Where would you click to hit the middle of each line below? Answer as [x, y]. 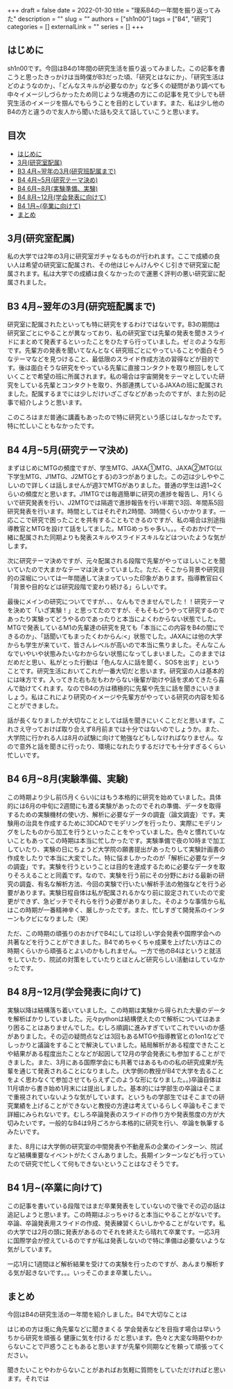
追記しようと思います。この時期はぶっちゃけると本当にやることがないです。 [116, 1214]
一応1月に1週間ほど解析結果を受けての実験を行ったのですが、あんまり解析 [113, 1264]
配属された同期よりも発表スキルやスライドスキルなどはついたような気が [122, 537]
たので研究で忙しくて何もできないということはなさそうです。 [95, 1163]
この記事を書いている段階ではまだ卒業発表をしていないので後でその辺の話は [116, 1206]
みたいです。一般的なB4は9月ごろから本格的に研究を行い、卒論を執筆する [119, 1122]
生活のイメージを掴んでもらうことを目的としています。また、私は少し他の [119, 103]
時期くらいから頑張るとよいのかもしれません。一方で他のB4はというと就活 [114, 950]
